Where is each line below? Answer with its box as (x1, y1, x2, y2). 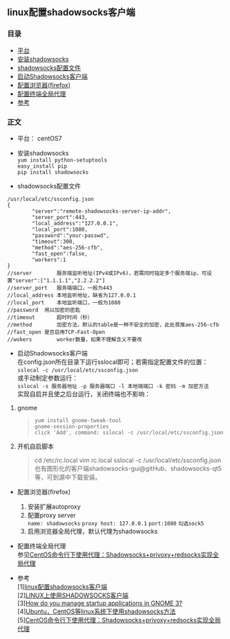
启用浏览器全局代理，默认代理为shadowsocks (27, 527, 158, 535)
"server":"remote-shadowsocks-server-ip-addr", (32, 207, 171, 215)
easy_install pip (17, 162, 68, 170)
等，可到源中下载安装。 (34, 473, 102, 481)
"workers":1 (32, 256, 67, 263)
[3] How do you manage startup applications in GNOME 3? (17, 599, 183, 607)
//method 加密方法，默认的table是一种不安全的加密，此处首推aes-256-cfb (7, 321, 220, 328)
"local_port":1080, (32, 226, 88, 233)
